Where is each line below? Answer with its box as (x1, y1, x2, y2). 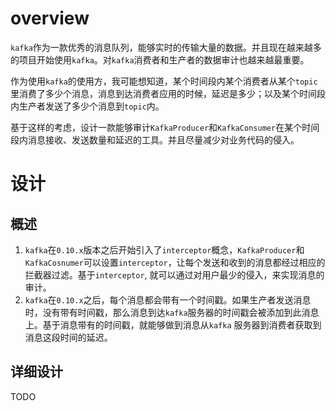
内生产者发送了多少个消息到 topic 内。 (10, 100, 165, 112)
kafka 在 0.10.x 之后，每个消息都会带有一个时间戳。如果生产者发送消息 (24, 293, 312, 306)
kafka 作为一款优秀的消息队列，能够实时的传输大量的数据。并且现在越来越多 (10, 41, 322, 53)
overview (10, 7, 90, 30)
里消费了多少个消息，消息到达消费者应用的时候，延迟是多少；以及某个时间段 (10, 87, 326, 99)
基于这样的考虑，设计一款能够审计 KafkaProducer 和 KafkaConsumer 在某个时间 (10, 121, 320, 133)
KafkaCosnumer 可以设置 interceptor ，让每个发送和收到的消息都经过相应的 (24, 256, 326, 268)
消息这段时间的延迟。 (24, 331, 113, 343)
